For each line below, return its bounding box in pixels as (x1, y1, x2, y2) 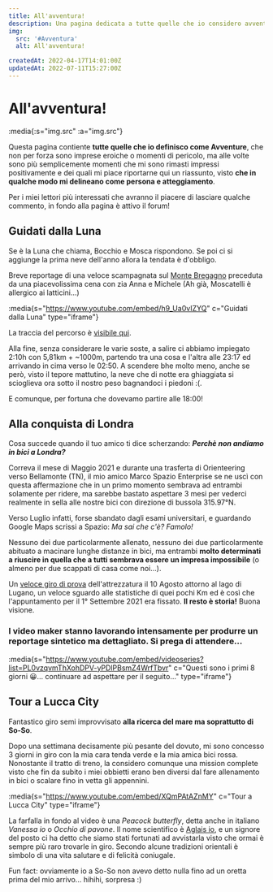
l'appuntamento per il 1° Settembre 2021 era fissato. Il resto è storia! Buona (8, 596, 261, 606)
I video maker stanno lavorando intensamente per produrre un (8, 626, 258, 637)
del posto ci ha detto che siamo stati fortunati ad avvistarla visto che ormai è (8, 833, 264, 842)
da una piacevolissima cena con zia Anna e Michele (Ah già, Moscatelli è (8, 279, 252, 288)
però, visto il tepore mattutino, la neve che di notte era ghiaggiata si (8, 369, 234, 379)
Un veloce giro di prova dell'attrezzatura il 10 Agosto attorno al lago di (8, 579, 242, 589)
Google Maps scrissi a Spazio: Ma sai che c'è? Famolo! (8, 522, 193, 532)
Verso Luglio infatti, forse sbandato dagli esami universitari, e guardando (8, 513, 252, 523)
